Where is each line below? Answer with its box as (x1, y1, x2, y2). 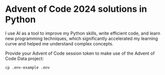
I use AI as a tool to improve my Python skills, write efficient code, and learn (5, 30, 161, 36)
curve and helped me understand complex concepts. (5, 40, 114, 46)
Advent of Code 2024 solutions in (5, 3, 148, 15)
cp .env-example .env (5, 65, 50, 70)
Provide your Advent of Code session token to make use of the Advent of (5, 50, 155, 56)
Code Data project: (5, 55, 44, 61)
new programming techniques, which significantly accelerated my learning (5, 36, 158, 41)
